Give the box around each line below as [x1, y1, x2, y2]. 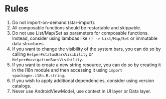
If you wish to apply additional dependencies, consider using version [12, 78, 154, 84]
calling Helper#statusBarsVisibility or [12, 51, 93, 57]
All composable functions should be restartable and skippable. [12, 24, 141, 30]
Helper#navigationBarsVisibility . [12, 56, 83, 62]
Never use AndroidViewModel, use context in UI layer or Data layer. [12, 88, 151, 94]
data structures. [12, 40, 45, 46]
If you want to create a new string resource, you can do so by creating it [12, 62, 161, 68]
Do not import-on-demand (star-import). [12, 19, 96, 25]
